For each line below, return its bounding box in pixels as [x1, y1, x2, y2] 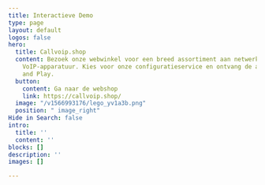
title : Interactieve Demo [8, 11, 93, 20]
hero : [8, 41, 26, 49]
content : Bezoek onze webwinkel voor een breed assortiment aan [15, 56, 231, 64]
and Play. [22, 70, 55, 78]
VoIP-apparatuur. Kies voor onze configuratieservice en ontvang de [22, 63, 252, 71]
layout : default [8, 26, 62, 34]
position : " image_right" [15, 107, 101, 115]
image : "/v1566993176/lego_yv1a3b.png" [15, 99, 147, 107]
